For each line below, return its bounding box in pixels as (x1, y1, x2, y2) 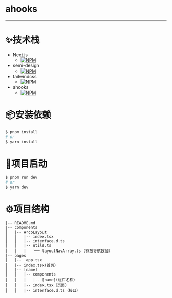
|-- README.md (5, 220, 36, 225)
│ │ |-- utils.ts (5, 243, 52, 248)
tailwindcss (12, 73, 37, 79)
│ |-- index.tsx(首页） (5, 263, 58, 268)
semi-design (12, 62, 39, 68)
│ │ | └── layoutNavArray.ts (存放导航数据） (5, 248, 113, 254)
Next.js (12, 52, 28, 58)
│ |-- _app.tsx (5, 257, 42, 262)
